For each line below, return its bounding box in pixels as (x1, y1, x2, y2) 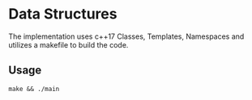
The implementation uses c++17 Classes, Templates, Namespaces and (8, 31, 245, 41)
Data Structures (8, 5, 117, 23)
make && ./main (8, 85, 60, 93)
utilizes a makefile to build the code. (8, 40, 129, 49)
